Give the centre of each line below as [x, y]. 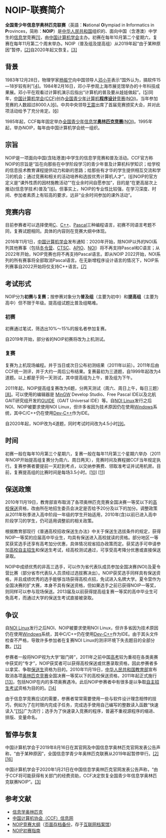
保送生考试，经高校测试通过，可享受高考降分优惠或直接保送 [100, 550]
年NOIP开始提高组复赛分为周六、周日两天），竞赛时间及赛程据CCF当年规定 [81, 459]
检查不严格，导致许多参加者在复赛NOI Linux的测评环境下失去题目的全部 [78, 640]
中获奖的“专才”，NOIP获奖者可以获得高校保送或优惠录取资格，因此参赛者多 [82, 663]
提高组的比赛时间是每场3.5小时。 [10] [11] [63, 472]
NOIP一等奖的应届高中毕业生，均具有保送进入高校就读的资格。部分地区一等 [82, 537]
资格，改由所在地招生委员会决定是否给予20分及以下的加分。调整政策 [88, 508]
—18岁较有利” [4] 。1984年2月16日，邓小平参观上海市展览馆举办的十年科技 [80, 86]
